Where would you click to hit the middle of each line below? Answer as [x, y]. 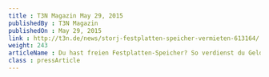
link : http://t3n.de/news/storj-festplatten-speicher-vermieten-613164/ [134, 38]
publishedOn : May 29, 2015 [55, 30]
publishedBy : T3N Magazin [53, 23]
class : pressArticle [44, 61]
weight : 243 [28, 46]
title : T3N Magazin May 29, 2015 [66, 16]
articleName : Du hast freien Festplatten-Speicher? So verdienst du [127, 53]
